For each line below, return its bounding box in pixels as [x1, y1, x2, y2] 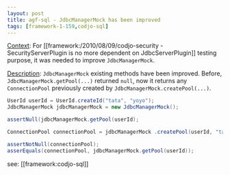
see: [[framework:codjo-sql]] [7, 159, 89, 168]
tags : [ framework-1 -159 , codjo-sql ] [7, 23, 109, 30]
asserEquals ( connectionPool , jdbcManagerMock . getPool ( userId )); [7, 147, 194, 154]
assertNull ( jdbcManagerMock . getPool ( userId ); [7, 116, 139, 124]
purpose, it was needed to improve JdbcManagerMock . [7, 56, 155, 65]
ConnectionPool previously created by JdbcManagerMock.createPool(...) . [7, 84, 212, 93]
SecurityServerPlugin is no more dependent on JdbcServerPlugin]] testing [7, 49, 217, 57]
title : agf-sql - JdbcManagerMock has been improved [7, 16, 161, 23]
